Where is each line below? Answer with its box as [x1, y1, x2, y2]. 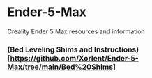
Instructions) [93, 45, 139, 54]
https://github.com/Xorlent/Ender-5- [10, 53, 139, 63]
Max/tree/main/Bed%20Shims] [7, 62, 116, 72]
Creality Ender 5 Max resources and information [7, 27, 145, 36]
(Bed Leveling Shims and [7, 45, 93, 54]
